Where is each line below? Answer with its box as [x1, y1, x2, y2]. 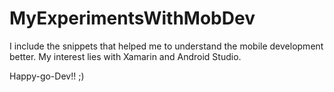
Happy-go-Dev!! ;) [9, 70, 85, 82]
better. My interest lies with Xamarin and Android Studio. [9, 50, 242, 62]
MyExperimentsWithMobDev [9, 7, 256, 30]
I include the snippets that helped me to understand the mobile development [9, 40, 324, 52]
